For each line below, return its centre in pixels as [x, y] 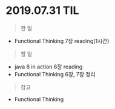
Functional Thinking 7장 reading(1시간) [62, 41]
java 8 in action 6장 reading [48, 67]
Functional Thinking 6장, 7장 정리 [55, 74]
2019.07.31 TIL [42, 11]
